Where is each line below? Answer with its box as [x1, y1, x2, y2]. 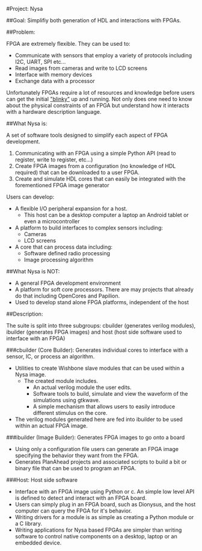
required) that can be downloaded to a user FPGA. [14, 169, 140, 176]
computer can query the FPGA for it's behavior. [14, 507, 132, 514]
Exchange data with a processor [14, 78, 95, 84]
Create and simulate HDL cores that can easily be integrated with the [14, 175, 186, 182]
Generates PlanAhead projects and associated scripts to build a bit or [14, 458, 187, 465]
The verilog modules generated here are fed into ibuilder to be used [14, 416, 183, 423]
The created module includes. [23, 378, 98, 384]
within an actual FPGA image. [14, 422, 88, 429]
